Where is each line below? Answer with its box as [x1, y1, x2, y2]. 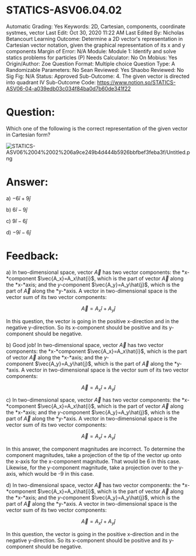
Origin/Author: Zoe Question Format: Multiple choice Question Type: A [6, 60, 176, 67]
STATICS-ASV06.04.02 [6, 4, 122, 17]
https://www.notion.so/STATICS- [97, 78, 176, 85]
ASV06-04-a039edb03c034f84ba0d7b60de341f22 [6, 85, 131, 92]
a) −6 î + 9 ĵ [6, 194, 31, 202]
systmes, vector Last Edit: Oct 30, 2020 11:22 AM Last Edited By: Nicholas [6, 29, 184, 36]
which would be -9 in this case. [18, 471, 94, 478]
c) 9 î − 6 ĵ [6, 217, 27, 224]
